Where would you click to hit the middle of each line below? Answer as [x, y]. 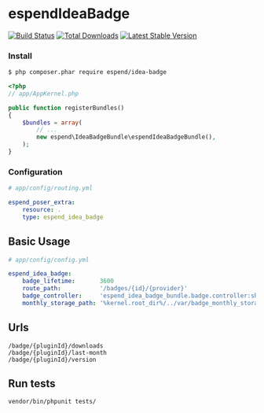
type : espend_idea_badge [63, 217]
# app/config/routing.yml [50, 188]
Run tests [32, 383]
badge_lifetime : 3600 [68, 281]
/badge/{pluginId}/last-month [58, 352]
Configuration [35, 171]
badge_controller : [52, 296]
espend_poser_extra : [42, 203]
